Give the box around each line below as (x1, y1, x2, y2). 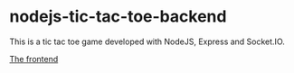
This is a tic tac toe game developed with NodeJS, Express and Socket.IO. (9, 36, 285, 47)
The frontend (9, 53, 59, 64)
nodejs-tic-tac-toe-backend (9, 6, 227, 27)
